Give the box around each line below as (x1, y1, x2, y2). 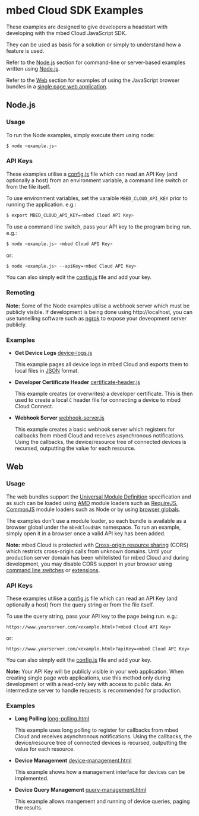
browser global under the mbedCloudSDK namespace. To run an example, (6, 523, 181, 531)
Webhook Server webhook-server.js (14, 414, 105, 421)
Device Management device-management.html (14, 757, 132, 764)
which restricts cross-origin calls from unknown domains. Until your (6, 547, 172, 555)
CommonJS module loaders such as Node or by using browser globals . (6, 506, 181, 513)
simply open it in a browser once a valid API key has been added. (6, 529, 166, 537)
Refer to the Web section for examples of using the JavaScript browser (6, 77, 180, 84)
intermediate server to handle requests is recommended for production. (6, 687, 182, 694)
